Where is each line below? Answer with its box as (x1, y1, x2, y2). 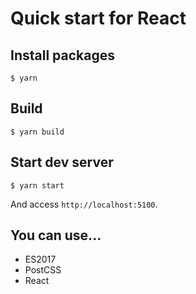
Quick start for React (10, 7, 187, 30)
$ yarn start (10, 180, 65, 191)
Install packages (10, 47, 115, 64)
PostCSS (24, 264, 62, 276)
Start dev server (10, 154, 114, 171)
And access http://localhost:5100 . (10, 198, 158, 210)
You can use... (10, 227, 102, 244)
